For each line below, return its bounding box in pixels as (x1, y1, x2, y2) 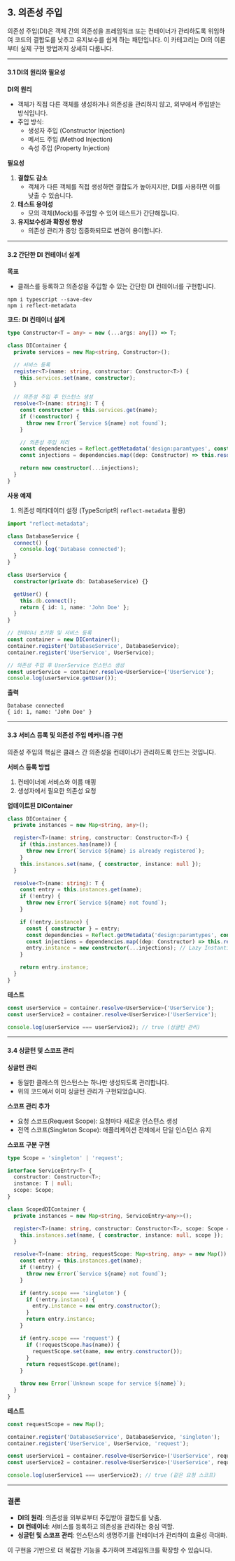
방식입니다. (17, 109, 48, 117)
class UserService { (7, 571, 68, 579)
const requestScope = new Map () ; (7, 1421, 105, 1428)
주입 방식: (17, 118, 44, 126)
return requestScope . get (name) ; (25, 1361, 120, 1368)
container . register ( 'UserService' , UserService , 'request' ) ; (7, 1440, 190, 1447)
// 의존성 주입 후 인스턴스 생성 (13, 394, 93, 401)
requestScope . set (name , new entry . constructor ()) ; (32, 1348, 183, 1355)
